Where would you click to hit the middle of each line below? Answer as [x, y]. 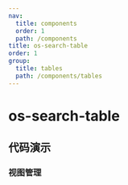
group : [19, 61]
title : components [47, 23]
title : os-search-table [48, 46]
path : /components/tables [59, 76]
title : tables [39, 69]
